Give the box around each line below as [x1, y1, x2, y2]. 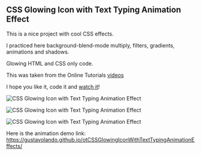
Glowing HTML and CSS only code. [6, 59, 94, 67]
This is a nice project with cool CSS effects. [6, 30, 114, 37]
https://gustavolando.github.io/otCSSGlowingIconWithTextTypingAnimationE [6, 136, 195, 143]
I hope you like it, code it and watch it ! [6, 83, 100, 90]
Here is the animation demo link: [6, 129, 86, 137]
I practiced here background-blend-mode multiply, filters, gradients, [6, 41, 175, 49]
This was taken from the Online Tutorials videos [6, 71, 124, 79]
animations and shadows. [6, 48, 70, 55]
